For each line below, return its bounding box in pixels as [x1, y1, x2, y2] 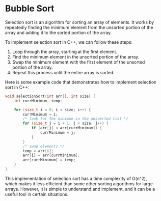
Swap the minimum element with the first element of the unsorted [12, 59, 145, 65]
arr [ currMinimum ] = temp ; [23, 158, 76, 163]
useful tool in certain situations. [5, 191, 69, 197]
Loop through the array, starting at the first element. [12, 49, 118, 55]
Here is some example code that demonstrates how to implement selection [5, 79, 157, 85]
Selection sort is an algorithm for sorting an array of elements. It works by [5, 19, 154, 25]
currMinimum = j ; [40, 130, 76, 135]
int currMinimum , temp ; [14, 98, 63, 103]
